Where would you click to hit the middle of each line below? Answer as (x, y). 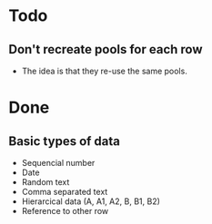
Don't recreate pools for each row (106, 49)
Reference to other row (65, 211)
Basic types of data (64, 141)
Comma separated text (65, 192)
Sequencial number (58, 163)
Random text (45, 182)
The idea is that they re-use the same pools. (104, 71)
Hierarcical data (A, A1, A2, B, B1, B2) (91, 201)
